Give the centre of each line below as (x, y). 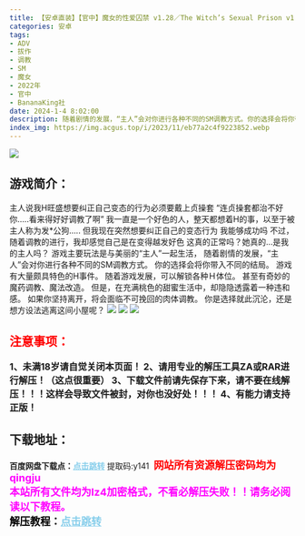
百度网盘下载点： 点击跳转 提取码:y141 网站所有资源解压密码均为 (143, 465)
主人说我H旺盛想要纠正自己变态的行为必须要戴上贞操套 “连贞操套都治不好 (147, 207)
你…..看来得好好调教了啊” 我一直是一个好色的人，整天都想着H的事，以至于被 (152, 218)
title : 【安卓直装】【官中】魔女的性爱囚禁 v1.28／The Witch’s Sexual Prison (146, 18)
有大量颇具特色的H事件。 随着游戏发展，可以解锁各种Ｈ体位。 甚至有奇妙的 (150, 276)
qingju (25, 478)
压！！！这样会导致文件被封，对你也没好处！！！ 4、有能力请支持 (150, 394)
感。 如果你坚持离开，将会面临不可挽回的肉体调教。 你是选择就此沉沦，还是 (151, 298)
